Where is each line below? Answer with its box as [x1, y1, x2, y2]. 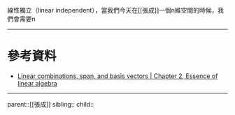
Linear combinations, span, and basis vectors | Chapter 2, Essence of [17, 72, 218, 80]
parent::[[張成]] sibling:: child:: [7, 100, 94, 108]
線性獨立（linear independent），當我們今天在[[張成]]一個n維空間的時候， [7, 6, 218, 14]
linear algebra [17, 79, 57, 87]
